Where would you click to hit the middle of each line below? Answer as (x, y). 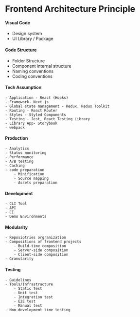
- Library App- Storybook (31, 123)
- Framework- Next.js (27, 102)
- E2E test (25, 301)
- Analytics (17, 149)
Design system (27, 34)
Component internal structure (42, 66)
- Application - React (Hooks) (37, 98)
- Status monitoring (26, 153)
